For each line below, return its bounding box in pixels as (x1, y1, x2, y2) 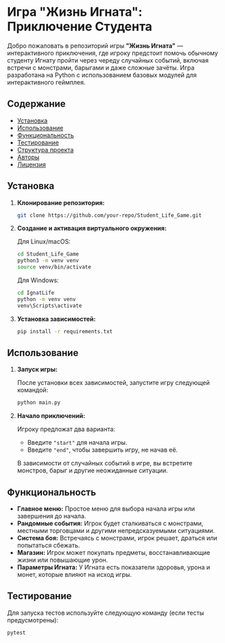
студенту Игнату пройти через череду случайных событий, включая (7, 56, 209, 64)
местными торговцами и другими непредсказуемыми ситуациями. (16, 527, 215, 535)
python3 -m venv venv (16, 257, 80, 264)
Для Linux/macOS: (16, 238, 71, 246)
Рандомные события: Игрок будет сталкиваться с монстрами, (16, 519, 204, 527)
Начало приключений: (16, 412, 86, 420)
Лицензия (16, 160, 47, 169)
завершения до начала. (16, 512, 86, 520)
